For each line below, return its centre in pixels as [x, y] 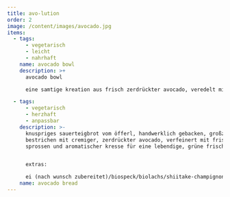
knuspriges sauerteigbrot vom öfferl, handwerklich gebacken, [116, 133]
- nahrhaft [41, 58]
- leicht [38, 52]
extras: [36, 165]
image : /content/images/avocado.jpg [59, 26]
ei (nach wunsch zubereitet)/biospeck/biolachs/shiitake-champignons [126, 177]
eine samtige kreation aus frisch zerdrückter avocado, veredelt [120, 90]
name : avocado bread [49, 183]
